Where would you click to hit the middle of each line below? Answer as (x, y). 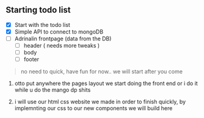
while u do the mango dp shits (53, 90)
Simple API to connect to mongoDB (59, 31)
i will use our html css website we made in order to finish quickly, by (100, 102)
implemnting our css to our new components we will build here (93, 108)
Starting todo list (38, 10)
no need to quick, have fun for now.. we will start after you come (101, 72)
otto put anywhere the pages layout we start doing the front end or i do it (106, 83)
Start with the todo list (42, 24)
